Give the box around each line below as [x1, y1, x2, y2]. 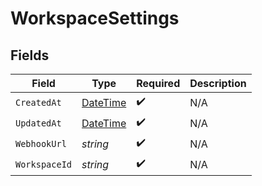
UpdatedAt [15, 117, 62, 129]
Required [136, 77, 181, 90]
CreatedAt [15, 97, 62, 108]
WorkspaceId [15, 158, 73, 170]
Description [189, 77, 247, 90]
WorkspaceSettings [10, 7, 180, 30]
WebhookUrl [15, 138, 67, 149]
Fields [10, 47, 50, 64]
